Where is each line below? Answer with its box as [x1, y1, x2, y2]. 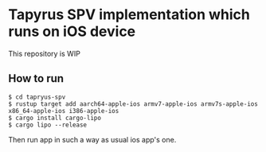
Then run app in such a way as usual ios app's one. [8, 134, 177, 144]
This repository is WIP [8, 49, 81, 58]
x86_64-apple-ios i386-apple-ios [8, 107, 119, 115]
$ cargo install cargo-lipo [8, 114, 102, 122]
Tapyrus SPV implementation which [8, 6, 251, 24]
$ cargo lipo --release [8, 121, 88, 129]
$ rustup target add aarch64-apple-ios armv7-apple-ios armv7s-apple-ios [8, 99, 259, 108]
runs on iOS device [8, 22, 136, 41]
